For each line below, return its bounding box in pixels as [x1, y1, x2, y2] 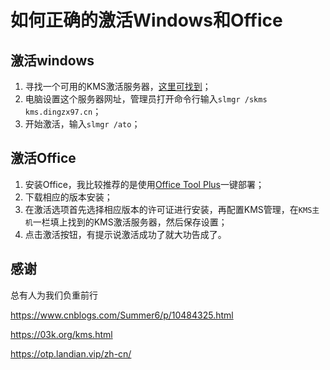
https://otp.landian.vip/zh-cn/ [10, 347, 132, 360]
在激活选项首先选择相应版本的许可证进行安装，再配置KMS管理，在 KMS [24, 203, 313, 215]
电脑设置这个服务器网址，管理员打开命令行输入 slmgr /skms [24, 93, 268, 105]
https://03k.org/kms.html [10, 328, 113, 340]
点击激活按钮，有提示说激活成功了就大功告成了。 [24, 228, 227, 240]
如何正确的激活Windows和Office [10, 9, 283, 32]
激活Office [10, 150, 77, 167]
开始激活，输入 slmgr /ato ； [24, 118, 141, 130]
